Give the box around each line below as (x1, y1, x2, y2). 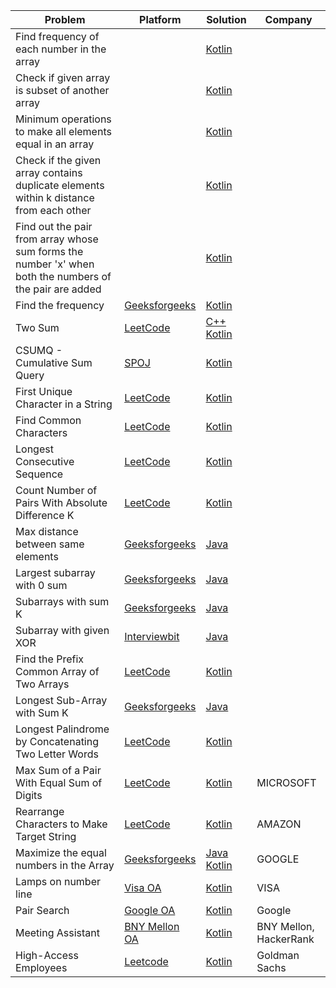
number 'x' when (15, 257, 95, 271)
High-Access (15, 949, 79, 962)
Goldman (256, 949, 300, 962)
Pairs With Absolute (15, 496, 108, 509)
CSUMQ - (15, 344, 63, 357)
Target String (15, 830, 77, 843)
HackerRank (256, 932, 315, 946)
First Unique (15, 385, 73, 398)
